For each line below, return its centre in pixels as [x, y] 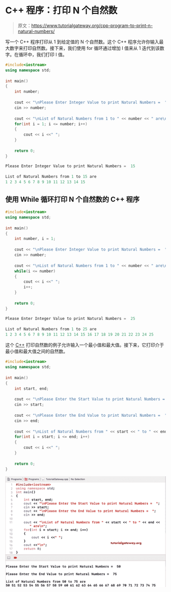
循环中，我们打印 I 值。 [43, 55]
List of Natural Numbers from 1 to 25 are [51, 329]
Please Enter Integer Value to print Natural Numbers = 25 [70, 318]
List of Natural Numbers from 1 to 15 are [51, 177]
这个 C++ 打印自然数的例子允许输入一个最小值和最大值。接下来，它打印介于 [85, 345]
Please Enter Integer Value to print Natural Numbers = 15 [70, 166]
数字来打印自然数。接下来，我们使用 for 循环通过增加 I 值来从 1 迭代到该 [85, 48]
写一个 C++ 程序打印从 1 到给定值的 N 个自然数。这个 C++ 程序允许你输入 [82, 42]
